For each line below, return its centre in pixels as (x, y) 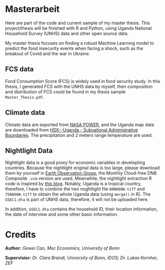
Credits (21, 235)
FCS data (19, 69)
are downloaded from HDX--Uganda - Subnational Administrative (72, 130)
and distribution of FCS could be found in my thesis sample (65, 92)
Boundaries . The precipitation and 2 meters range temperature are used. (79, 135)
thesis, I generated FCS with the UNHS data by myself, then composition (79, 86)
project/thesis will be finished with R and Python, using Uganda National (79, 28)
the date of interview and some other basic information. (62, 214)
